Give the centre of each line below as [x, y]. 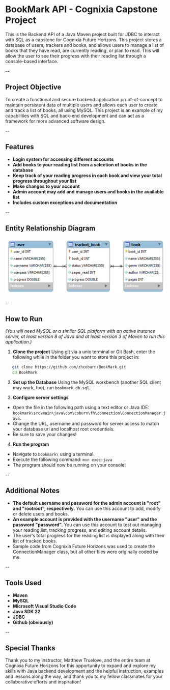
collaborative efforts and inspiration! [43, 682]
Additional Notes [33, 491]
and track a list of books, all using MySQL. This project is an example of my [84, 110]
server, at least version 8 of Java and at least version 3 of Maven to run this [85, 336]
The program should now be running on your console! [69, 465]
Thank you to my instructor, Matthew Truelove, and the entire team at [78, 660]
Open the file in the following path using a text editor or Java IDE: [81, 408]
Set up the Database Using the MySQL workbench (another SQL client [87, 382]
